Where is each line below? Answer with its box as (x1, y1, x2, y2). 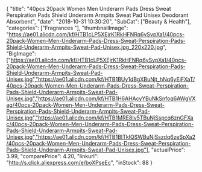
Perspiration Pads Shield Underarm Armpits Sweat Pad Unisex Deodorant (6, 11, 189, 19)
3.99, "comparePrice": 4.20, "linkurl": (6, 153, 99, 159)
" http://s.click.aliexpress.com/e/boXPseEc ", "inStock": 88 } (6, 159, 153, 166)
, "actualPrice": (148, 146, 186, 153)
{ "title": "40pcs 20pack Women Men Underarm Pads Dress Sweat (6, 5, 171, 12)
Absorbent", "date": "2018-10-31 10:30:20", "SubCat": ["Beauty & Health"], (6, 18, 191, 25)
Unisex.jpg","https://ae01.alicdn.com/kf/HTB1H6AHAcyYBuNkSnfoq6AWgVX (6, 95, 196, 102)
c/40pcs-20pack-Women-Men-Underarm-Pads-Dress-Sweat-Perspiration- (6, 121, 194, 127)
